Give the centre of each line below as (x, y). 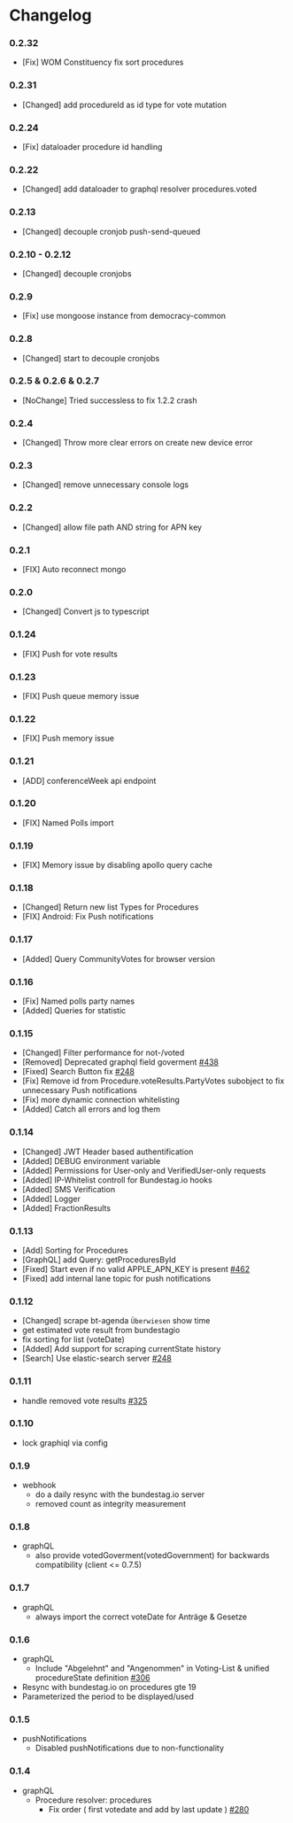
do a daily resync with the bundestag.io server (120, 1494)
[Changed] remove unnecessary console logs (105, 485)
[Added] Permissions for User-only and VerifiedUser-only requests (144, 1170)
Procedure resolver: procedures (93, 1800)
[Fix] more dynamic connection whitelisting (100, 1100)
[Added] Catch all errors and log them (91, 1109)
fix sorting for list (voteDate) (73, 1339)
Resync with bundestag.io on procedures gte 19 (109, 1687)
